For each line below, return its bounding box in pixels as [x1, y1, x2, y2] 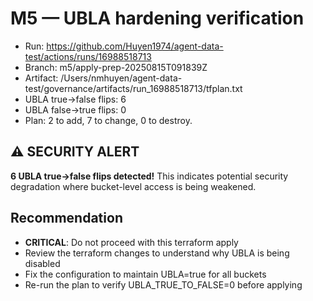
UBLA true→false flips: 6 [24, 93, 127, 105]
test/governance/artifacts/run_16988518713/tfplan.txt [24, 82, 243, 94]
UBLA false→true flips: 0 [24, 103, 127, 116]
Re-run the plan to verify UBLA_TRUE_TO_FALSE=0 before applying [24, 278, 303, 291]
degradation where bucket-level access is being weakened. [10, 180, 257, 192]
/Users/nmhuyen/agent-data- [60, 72, 183, 84]
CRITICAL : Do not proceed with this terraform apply [24, 236, 239, 248]
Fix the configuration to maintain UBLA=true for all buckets [24, 268, 267, 280]
